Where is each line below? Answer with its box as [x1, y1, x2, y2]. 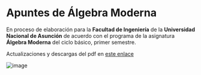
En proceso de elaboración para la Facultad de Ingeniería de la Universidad [6, 26, 196, 33]
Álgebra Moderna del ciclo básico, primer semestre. [6, 38, 136, 46]
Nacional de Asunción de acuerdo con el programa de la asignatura [6, 32, 175, 39]
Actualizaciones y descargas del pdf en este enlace [6, 50, 134, 57]
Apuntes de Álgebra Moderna [6, 6, 157, 20]
